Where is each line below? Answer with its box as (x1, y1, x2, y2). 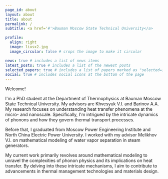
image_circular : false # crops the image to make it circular (9, 49, 142, 54)
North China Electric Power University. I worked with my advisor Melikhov (5, 132, 157, 138)
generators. (5, 142, 29, 148)
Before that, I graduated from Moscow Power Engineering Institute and (5, 126, 151, 133)
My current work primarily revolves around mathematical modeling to (5, 152, 147, 158)
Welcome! (5, 86, 26, 92)
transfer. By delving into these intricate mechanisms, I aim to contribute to (5, 163, 157, 169)
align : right (9, 40, 37, 45)
